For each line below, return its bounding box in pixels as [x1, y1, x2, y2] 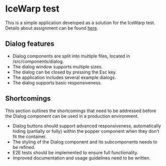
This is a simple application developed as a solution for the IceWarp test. [5, 20, 155, 26]
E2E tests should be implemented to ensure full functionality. [12, 149, 138, 155]
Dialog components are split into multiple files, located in [12, 53, 130, 59]
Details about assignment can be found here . [5, 25, 99, 31]
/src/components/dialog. [12, 58, 64, 64]
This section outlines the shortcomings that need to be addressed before [5, 108, 156, 114]
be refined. [12, 144, 36, 150]
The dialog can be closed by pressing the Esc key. [12, 69, 117, 75]
